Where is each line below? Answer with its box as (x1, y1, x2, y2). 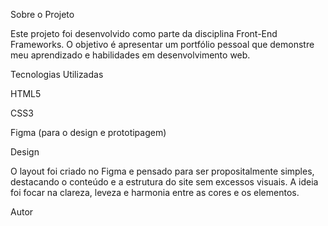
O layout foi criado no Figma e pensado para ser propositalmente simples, (10, 165, 315, 177)
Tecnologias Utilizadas (10, 69, 104, 80)
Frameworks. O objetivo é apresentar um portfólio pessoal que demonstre (10, 39, 315, 50)
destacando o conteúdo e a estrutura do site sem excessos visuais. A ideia (10, 176, 319, 188)
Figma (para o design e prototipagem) (10, 127, 167, 138)
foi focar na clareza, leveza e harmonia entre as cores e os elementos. (10, 187, 300, 198)
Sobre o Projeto (10, 9, 75, 20)
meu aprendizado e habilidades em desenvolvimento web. (10, 49, 251, 61)
